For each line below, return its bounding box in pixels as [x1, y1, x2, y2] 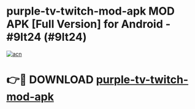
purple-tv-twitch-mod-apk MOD [6, 4, 175, 18]
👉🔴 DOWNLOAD [6, 73, 94, 86]
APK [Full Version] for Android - [6, 17, 171, 31]
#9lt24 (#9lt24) [6, 30, 87, 44]
